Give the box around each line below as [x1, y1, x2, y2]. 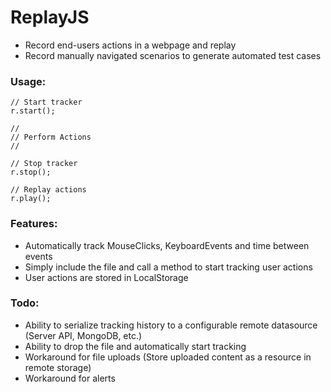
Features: [10, 217, 58, 231]
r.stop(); [10, 167, 52, 178]
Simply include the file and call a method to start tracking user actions [24, 261, 313, 273]
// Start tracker [10, 97, 83, 108]
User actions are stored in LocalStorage [24, 271, 189, 283]
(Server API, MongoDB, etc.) [24, 329, 143, 341]
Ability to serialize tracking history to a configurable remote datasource [24, 319, 318, 331]
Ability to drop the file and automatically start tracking [24, 340, 247, 352]
